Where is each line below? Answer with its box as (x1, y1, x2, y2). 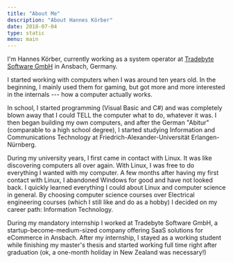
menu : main (7, 36, 39, 43)
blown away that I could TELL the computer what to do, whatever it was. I (7, 111, 217, 120)
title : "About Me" (7, 10, 60, 17)
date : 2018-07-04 (7, 23, 58, 30)
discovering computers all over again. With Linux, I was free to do (7, 161, 195, 170)
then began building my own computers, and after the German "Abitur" (7, 118, 209, 127)
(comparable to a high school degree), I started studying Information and (7, 126, 216, 134)
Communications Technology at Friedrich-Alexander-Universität (7, 133, 190, 142)
